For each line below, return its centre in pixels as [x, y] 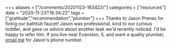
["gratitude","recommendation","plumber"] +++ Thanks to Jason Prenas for [84, 18]
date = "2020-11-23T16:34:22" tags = [45, 13]
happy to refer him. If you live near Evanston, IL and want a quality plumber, [85, 34]
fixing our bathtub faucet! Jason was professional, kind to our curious [79, 23]
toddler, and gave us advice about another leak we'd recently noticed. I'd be [85, 29]
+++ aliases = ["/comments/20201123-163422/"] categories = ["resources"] [85, 7]
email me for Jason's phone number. [44, 40]
